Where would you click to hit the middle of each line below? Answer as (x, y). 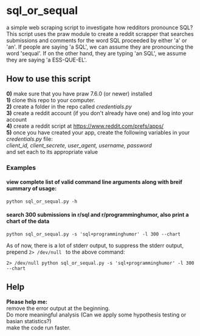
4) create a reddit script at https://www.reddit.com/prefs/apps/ (85, 126)
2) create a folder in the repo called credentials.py (69, 107)
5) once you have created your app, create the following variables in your (98, 132)
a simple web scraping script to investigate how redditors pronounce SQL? (100, 27)
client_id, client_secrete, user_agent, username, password (79, 145)
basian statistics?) (29, 321)
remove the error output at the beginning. (58, 308)
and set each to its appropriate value (52, 152)
